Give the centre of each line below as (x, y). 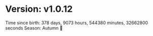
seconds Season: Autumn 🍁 (34, 28)
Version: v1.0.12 (39, 9)
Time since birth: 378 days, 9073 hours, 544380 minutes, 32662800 (76, 23)
